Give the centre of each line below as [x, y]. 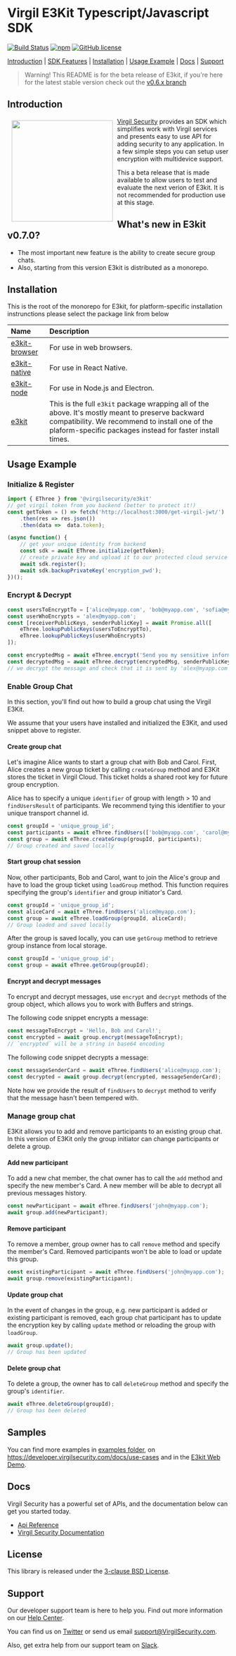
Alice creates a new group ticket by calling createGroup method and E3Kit [113, 770]
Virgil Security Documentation [61, 1532]
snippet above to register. [44, 730]
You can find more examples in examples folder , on [81, 1450]
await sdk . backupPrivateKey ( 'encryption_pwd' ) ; [91, 571]
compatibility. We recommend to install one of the [131, 422]
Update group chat [35, 1295]
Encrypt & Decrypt [39, 595]
